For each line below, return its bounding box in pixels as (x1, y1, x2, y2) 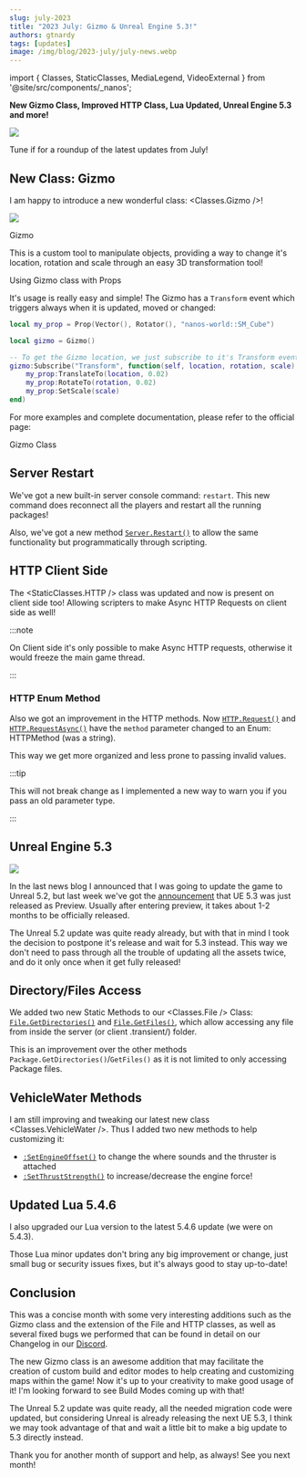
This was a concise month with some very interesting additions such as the (9, 1309, 291, 1320)
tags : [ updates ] (9, 38, 71, 48)
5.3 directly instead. (9, 1431, 84, 1442)
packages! (9, 508, 49, 520)
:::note (9, 624, 34, 635)
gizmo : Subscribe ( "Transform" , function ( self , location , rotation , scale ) (9, 361, 296, 371)
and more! (9, 110, 49, 120)
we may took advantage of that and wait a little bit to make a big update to (9, 1421, 288, 1433)
